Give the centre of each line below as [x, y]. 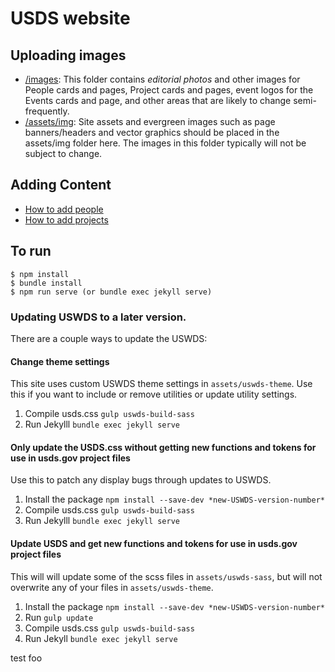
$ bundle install [46, 283]
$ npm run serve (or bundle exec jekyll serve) [111, 292]
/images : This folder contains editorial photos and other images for [162, 79]
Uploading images [68, 55]
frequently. [47, 111]
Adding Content [61, 185]
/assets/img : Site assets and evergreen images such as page [150, 121]
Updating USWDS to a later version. [98, 317]
